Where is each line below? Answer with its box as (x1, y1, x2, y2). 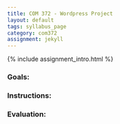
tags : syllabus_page (7, 23, 67, 30)
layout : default (7, 17, 54, 24)
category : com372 (7, 29, 58, 37)
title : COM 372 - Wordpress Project (7, 10, 113, 17)
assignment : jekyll (7, 36, 64, 43)
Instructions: (7, 91, 52, 100)
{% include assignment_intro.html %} (7, 55, 114, 63)
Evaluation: (7, 109, 46, 118)
